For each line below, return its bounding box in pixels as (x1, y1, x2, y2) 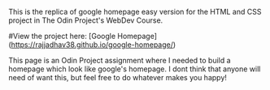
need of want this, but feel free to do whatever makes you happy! (8, 73, 228, 82)
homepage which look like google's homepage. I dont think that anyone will (8, 64, 261, 74)
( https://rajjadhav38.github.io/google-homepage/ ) (8, 40, 176, 49)
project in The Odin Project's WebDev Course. (8, 15, 163, 25)
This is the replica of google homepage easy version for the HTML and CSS (8, 7, 262, 16)
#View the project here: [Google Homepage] (8, 32, 157, 41)
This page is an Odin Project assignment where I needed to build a (8, 56, 231, 65)
